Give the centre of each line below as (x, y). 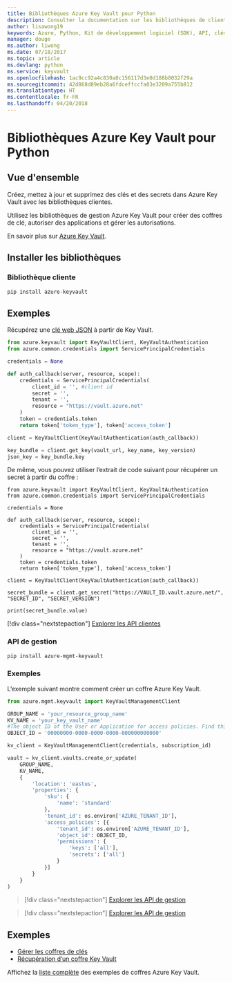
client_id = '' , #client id (72, 387)
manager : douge (29, 39)
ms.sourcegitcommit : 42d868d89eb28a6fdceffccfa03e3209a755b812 (100, 84)
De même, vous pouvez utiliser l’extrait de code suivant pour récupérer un (113, 470)
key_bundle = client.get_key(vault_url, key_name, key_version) (101, 450)
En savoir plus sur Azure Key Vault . (57, 236)
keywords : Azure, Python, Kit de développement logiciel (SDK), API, (109, 33)
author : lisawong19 (35, 26)
